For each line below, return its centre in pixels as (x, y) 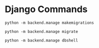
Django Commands (46, 9)
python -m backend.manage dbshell (42, 40)
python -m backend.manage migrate (42, 31)
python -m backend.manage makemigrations (49, 23)
